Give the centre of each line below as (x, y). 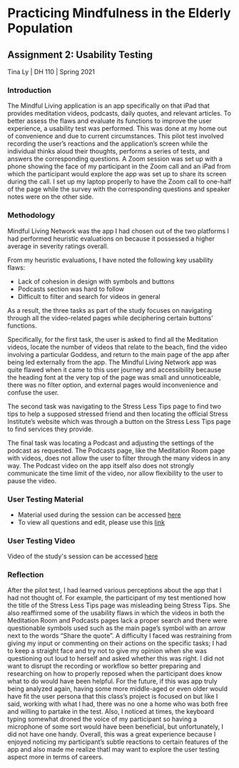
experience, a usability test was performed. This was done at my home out (117, 128)
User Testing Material (46, 499)
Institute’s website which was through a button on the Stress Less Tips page (119, 421)
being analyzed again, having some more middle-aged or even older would (118, 689)
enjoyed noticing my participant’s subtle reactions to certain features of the (118, 742)
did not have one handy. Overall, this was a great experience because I (112, 734)
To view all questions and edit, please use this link (91, 522)
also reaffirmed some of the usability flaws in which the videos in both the (116, 613)
